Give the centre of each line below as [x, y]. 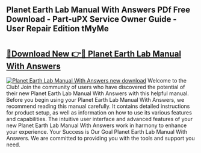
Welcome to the [167, 80]
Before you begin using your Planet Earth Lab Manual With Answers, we [95, 100]
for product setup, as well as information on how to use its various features [99, 113]
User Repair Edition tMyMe [58, 29]
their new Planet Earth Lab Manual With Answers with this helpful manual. [98, 93]
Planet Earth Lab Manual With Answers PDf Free [98, 10]
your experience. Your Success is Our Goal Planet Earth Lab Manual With [97, 132]
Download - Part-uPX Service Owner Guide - [91, 20]
